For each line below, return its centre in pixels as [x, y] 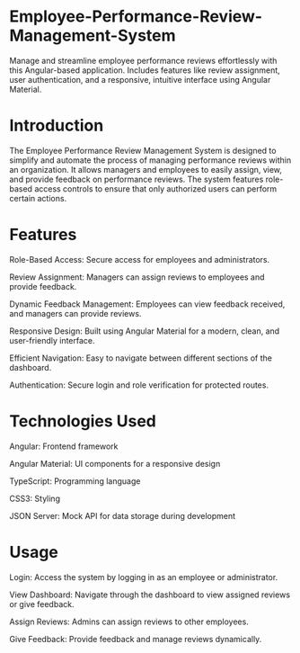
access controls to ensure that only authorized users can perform [156, 188]
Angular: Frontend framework [64, 446]
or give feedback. [42, 604]
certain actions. [38, 198]
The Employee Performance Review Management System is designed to [143, 150]
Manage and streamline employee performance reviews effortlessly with [143, 60]
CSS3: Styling [35, 498]
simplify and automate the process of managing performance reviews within [150, 160]
